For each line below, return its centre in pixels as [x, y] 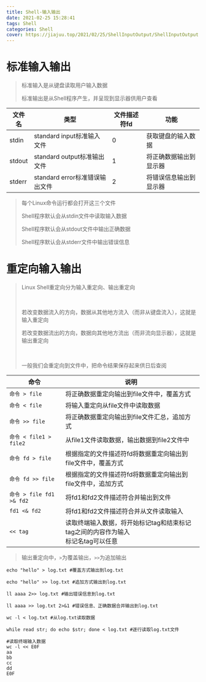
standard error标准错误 [67, 177]
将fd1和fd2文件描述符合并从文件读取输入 [124, 511]
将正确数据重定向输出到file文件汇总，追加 [125, 417]
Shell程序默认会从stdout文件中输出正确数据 [76, 229]
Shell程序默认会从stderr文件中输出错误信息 [75, 242]
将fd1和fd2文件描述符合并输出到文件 [118, 497]
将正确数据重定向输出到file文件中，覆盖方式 [128, 394]
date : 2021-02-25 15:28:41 [41, 18]
